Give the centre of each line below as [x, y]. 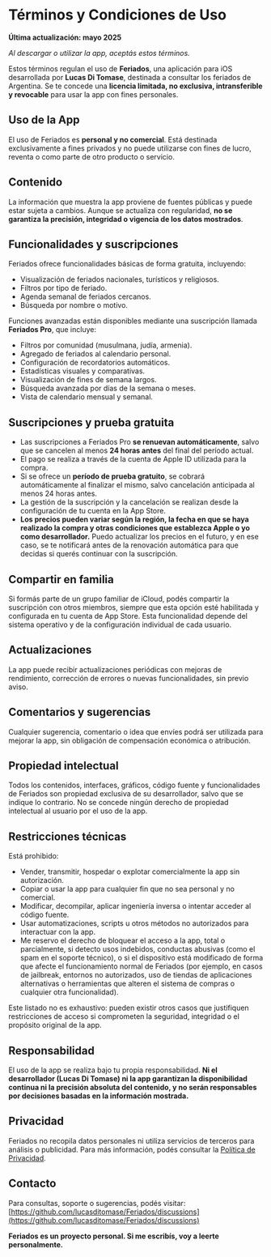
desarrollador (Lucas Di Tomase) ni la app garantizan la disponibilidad [128, 1079]
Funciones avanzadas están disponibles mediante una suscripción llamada [133, 321]
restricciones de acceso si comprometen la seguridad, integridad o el [124, 1016]
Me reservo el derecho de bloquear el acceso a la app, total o [123, 940]
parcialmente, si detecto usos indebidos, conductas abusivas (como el [138, 949]
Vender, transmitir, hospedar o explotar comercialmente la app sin [130, 871]
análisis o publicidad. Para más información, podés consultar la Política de [132, 1149]
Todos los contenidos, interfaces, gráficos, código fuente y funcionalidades [134, 785]
